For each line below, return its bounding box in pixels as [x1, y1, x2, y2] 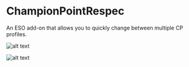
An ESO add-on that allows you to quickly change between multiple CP [6, 24, 184, 31]
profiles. [6, 30, 27, 37]
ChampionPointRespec [6, 4, 125, 18]
